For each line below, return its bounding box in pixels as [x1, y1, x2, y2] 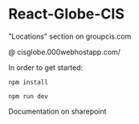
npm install [8, 78, 48, 86]
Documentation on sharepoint [8, 106, 107, 116]
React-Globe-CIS [8, 5, 125, 23]
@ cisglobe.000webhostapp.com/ [8, 47, 121, 56]
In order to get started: [8, 62, 83, 72]
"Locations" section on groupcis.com [8, 31, 132, 41]
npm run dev [8, 92, 48, 101]
